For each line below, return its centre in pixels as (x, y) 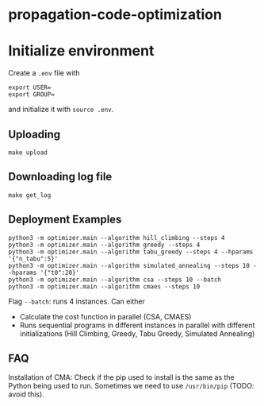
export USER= (30, 88)
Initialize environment (81, 51)
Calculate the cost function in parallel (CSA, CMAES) (105, 316)
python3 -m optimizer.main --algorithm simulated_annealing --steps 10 (129, 265)
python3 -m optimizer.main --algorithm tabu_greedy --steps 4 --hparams (131, 252)
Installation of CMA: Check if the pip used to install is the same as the (122, 377)
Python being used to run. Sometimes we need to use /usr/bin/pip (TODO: (131, 386)
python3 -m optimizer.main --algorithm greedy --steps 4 (104, 245)
